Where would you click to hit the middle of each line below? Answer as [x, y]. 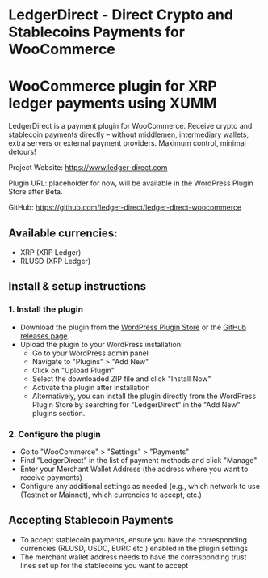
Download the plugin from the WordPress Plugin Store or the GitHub [133, 327]
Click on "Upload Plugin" [73, 370]
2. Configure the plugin [54, 434]
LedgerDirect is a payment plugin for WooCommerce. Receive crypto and [130, 126]
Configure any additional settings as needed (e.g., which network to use [140, 486]
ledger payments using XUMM [113, 104]
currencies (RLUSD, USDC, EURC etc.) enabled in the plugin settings [134, 548]
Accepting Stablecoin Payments [91, 520]
